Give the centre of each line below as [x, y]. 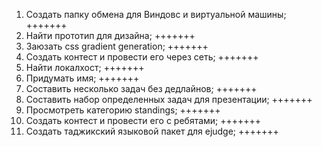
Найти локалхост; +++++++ [85, 67]
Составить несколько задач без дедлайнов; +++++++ [141, 88]
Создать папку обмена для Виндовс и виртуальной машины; [156, 14]
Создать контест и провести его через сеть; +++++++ [142, 57]
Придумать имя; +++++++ [82, 78]
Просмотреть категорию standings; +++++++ [123, 110]
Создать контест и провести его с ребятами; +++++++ [143, 120]
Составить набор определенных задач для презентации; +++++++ [169, 99]
